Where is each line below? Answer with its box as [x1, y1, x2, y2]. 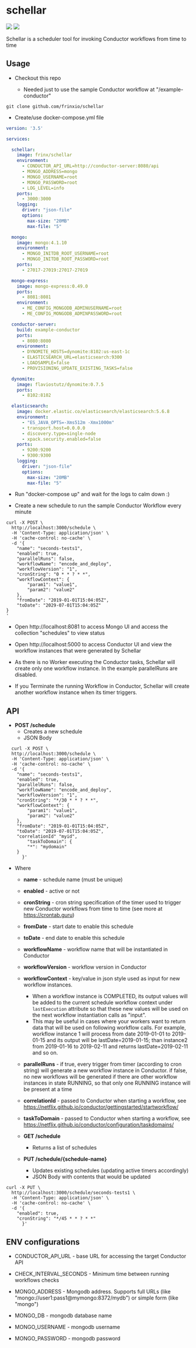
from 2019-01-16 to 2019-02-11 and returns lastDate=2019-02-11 [32, 1043, 188, 1050]
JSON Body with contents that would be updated [32, 1173, 151, 1180]
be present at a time [23, 1086, 72, 1093]
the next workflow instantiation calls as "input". [32, 1011, 147, 1019]
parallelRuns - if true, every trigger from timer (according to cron [23, 1061, 182, 1068]
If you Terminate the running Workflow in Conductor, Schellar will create [14, 683, 190, 690]
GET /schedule [23, 1132, 61, 1140]
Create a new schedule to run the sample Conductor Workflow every [14, 502, 181, 509]
